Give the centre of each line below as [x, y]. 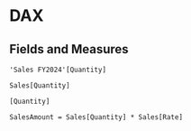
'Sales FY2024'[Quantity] [58, 70]
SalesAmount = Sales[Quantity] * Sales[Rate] [96, 117]
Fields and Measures [69, 49]
